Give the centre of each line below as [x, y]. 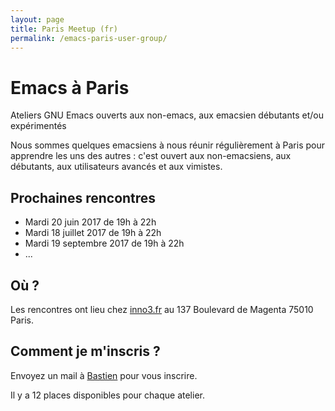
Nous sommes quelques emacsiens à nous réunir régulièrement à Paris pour [168, 145]
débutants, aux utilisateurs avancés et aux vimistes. [116, 167]
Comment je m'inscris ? [85, 351]
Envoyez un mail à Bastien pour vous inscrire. [104, 375]
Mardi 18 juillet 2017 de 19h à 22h [93, 233]
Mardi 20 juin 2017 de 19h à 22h [90, 222]
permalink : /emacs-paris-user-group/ [89, 38]
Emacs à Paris [70, 87]
